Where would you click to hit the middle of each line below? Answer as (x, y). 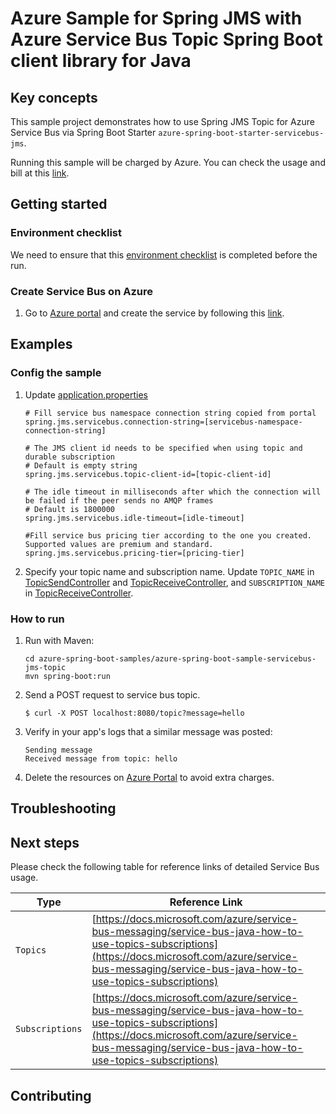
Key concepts (54, 97)
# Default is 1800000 (69, 509)
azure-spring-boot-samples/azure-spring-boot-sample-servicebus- (177, 658)
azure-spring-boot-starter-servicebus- (241, 133)
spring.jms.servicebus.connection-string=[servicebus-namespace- (163, 422)
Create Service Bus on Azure (81, 291)
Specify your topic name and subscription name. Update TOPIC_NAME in (169, 571)
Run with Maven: (59, 640)
